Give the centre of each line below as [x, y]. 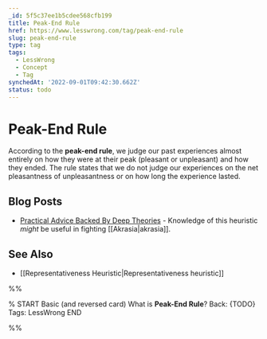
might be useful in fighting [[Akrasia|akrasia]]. [95, 229]
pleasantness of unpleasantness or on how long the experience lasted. [124, 177]
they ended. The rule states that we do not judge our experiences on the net [133, 168]
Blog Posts [35, 201]
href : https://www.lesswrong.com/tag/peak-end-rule [96, 30]
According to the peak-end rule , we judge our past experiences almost [125, 151]
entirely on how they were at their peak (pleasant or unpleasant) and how [128, 159]
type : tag [25, 45]
